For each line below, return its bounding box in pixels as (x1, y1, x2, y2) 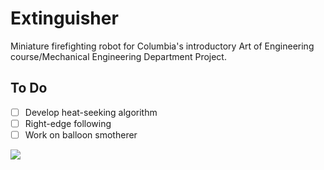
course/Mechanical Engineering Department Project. (10, 50, 227, 62)
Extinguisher (10, 7, 119, 30)
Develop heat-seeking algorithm (24, 106, 158, 118)
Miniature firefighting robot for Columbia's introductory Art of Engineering (10, 40, 315, 52)
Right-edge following (24, 117, 112, 129)
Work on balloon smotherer (24, 128, 138, 141)
